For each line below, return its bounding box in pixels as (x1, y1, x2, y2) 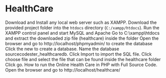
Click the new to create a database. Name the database (5, 46, 120, 52)
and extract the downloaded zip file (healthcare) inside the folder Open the (5, 35, 159, 41)
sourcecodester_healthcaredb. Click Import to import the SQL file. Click (5, 51, 152, 57)
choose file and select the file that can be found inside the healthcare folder (5, 56, 161, 62)
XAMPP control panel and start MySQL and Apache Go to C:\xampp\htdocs (5, 30, 160, 36)
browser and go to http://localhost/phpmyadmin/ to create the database (5, 40, 153, 46)
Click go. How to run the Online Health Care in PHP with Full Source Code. (5, 62, 158, 68)
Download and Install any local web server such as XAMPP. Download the (5, 19, 157, 25)
